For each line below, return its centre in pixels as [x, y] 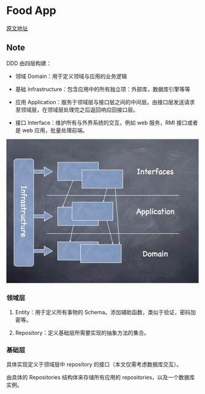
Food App [31, 11]
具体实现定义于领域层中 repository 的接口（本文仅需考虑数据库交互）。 [94, 364]
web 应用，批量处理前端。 [55, 130]
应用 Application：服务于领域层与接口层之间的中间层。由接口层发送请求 [105, 102]
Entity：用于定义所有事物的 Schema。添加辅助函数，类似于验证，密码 [103, 312]
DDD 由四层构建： [29, 63]
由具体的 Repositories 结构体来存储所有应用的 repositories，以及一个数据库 [101, 378]
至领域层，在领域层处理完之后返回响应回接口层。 [77, 110]
